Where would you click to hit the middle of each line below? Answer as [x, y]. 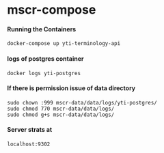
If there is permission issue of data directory [71, 88]
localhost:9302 [29, 144]
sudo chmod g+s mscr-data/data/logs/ [61, 115]
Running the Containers [42, 29]
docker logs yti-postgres [44, 73]
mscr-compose [52, 10]
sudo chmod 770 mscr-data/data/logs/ [61, 109]
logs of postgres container [45, 58]
